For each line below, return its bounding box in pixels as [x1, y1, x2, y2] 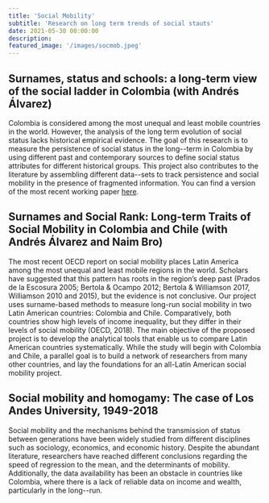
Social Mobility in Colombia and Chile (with [8, 222, 228, 236]
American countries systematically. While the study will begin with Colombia [8, 342, 262, 351]
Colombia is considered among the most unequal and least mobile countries [8, 118, 261, 127]
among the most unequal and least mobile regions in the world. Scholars [8, 265, 249, 275]
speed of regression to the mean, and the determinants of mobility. [8, 459, 230, 469]
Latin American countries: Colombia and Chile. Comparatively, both [8, 308, 232, 318]
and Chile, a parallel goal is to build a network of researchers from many [8, 351, 248, 360]
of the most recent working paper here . [8, 186, 139, 196]
